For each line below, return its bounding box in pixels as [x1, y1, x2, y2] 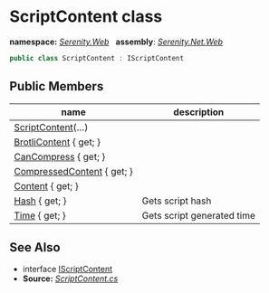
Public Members [9, 79, 104, 94]
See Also [9, 240, 61, 255]
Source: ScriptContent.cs [22, 273, 119, 284]
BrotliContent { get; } [14, 136, 101, 148]
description [173, 106, 225, 118]
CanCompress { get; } [14, 150, 106, 163]
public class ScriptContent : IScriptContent [9, 53, 184, 62]
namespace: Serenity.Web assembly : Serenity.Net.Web [9, 36, 224, 47]
